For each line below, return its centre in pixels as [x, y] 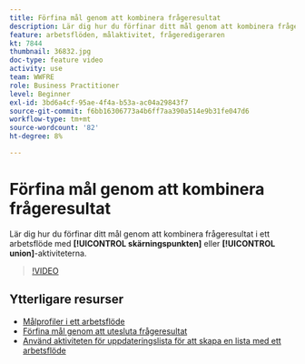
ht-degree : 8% [36, 136]
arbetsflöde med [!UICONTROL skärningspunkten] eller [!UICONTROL [143, 243]
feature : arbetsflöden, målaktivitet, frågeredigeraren [117, 35]
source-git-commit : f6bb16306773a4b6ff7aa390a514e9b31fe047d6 [129, 111]
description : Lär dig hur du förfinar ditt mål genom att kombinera [142, 26]
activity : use [36, 69]
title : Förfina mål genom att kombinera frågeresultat [115, 18]
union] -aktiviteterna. [48, 253]
